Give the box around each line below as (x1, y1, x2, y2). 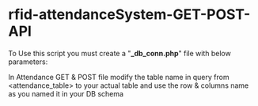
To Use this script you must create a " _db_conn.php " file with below (8, 48, 231, 58)
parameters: (8, 57, 48, 66)
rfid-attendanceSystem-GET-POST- (8, 6, 251, 24)
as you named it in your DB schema (8, 89, 124, 98)
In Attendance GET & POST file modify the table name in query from (8, 72, 230, 81)
